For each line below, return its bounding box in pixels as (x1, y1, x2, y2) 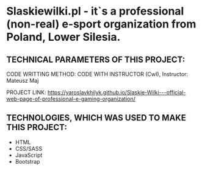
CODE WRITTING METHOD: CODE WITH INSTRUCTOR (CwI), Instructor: (6, 71, 188, 77)
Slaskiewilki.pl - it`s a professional (6, 4, 184, 18)
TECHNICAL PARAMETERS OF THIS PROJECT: (6, 54, 186, 65)
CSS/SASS (15, 145, 43, 152)
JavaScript (15, 151, 43, 159)
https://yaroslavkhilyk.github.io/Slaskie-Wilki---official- (47, 89, 186, 96)
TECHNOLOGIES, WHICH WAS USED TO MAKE (6, 113, 186, 123)
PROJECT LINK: (6, 89, 46, 96)
